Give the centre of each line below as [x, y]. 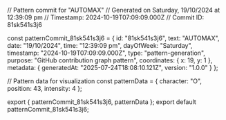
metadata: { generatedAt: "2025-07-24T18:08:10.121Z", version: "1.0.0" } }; [113, 68]
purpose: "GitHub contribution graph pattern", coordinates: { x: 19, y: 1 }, [110, 60]
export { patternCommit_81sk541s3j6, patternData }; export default [102, 102]
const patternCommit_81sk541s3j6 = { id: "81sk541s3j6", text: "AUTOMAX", [113, 38]
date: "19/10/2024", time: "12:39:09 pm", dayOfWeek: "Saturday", [100, 45]
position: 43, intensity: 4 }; [45, 88]
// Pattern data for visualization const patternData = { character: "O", [105, 81]
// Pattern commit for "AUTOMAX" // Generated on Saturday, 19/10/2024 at [113, 10]
